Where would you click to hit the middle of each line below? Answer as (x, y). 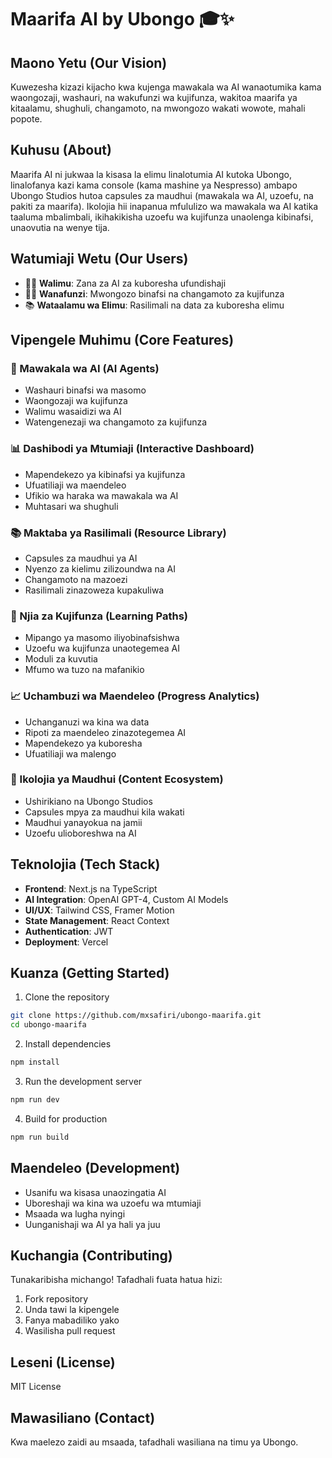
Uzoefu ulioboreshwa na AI (80, 833)
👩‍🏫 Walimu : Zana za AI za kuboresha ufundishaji (125, 283)
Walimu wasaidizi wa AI (73, 412)
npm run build (40, 1137)
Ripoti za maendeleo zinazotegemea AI (105, 732)
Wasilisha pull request (70, 1331)
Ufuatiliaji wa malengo (70, 753)
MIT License (36, 1387)
